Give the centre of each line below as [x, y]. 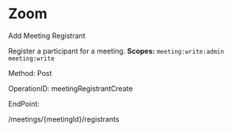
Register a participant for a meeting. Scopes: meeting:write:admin [116, 51]
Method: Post [30, 73]
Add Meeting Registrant [47, 36]
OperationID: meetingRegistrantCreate [70, 89]
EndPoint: [24, 104]
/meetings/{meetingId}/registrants [64, 119]
